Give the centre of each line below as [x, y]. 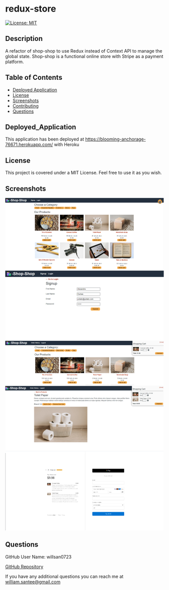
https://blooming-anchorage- [115, 139]
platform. [15, 62]
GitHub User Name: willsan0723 [38, 557]
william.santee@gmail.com [33, 581]
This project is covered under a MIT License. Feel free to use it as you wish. [83, 173]
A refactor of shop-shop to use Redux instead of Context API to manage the [84, 51]
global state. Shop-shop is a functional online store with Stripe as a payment [84, 56]
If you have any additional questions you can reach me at [64, 576]
